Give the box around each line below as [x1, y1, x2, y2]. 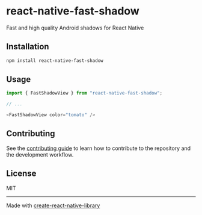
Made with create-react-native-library [6, 202, 100, 209]
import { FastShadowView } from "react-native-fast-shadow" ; [6, 90, 163, 96]
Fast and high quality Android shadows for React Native [6, 24, 144, 31]
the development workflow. [6, 151, 74, 158]
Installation [6, 42, 49, 52]
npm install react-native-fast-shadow [6, 57, 103, 64]
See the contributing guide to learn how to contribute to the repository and [6, 145, 191, 152]
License [6, 169, 37, 179]
